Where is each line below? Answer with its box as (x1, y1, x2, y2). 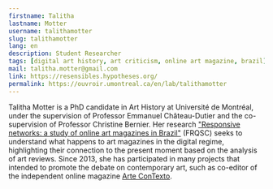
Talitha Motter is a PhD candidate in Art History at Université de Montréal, (8, 102, 254, 112)
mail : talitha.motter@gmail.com (8, 65, 118, 73)
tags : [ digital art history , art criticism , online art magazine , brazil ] (8, 58, 267, 66)
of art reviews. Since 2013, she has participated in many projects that (8, 153, 240, 163)
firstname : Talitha (8, 11, 75, 20)
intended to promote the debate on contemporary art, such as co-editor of (8, 162, 258, 172)
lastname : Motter (8, 19, 67, 28)
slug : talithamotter (8, 34, 79, 43)
